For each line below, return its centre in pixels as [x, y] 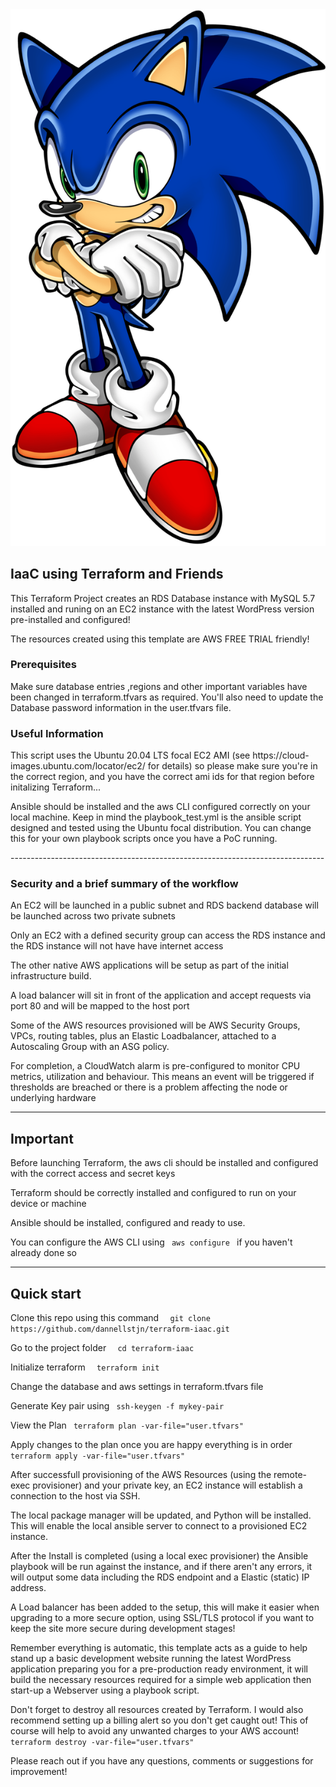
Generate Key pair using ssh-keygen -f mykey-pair [117, 1406]
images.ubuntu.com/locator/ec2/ [78, 766]
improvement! [39, 1772]
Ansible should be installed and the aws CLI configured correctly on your [160, 807]
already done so [44, 1253]
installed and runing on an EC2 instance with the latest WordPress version [162, 609]
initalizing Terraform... [56, 787]
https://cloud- [281, 755]
